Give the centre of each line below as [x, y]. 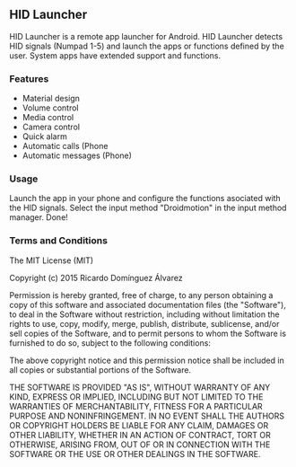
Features [29, 78]
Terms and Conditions [58, 241]
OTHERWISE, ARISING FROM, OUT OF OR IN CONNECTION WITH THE [140, 445]
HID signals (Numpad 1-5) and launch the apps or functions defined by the [147, 46]
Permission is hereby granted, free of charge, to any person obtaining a [141, 295]
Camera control [51, 127]
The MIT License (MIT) [52, 260]
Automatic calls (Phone [65, 146]
